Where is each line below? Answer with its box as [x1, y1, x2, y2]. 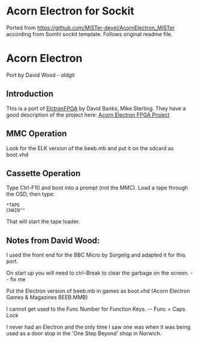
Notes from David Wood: [6, 235, 100, 246]
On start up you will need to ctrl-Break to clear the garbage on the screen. [6, 269, 189, 277]
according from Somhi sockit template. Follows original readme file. [6, 30, 173, 37]
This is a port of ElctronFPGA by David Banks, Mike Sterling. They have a [6, 105, 186, 112]
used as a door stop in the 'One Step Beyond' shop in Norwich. [6, 330, 162, 337]
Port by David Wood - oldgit [6, 71, 75, 79]
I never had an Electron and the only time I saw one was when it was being [6, 323, 191, 331]
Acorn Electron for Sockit [6, 4, 135, 18]
